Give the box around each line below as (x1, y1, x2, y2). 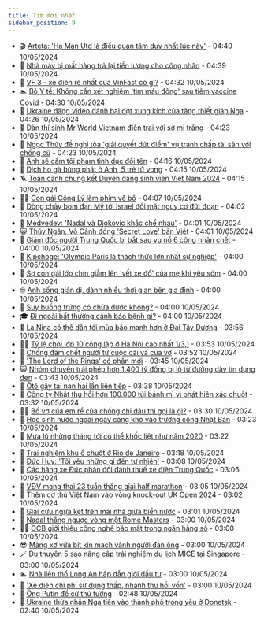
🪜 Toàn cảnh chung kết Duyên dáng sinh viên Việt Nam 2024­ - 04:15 (19, 173, 245, 183)
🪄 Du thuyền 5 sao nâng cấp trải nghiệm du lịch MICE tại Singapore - (19, 549, 246, 558)
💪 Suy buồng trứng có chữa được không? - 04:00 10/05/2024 (19, 302, 220, 312)
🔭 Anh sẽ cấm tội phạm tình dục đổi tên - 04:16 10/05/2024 (19, 156, 213, 165)
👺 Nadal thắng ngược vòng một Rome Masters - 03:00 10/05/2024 (19, 515, 236, 524)
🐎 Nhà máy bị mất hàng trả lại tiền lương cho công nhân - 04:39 (19, 61, 227, 70)
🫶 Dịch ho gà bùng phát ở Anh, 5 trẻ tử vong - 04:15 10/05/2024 (19, 165, 227, 174)
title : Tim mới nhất (8, 11, 76, 20)
